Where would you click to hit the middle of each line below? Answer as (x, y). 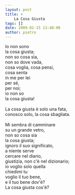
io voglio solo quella (25, 167)
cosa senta (16, 72)
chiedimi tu (17, 172)
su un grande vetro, (25, 130)
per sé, (12, 83)
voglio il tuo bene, (23, 177)
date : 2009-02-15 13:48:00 (33, 28)
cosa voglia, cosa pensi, (30, 67)
